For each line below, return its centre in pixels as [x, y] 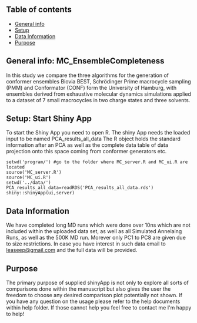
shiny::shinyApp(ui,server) [41, 193]
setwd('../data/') [29, 183]
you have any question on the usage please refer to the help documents [93, 301]
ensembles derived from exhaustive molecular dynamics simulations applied [98, 94]
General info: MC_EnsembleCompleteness [85, 61]
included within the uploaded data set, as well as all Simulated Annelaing [94, 231]
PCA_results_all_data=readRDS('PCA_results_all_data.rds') [80, 188]
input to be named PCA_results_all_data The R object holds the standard [94, 139]
